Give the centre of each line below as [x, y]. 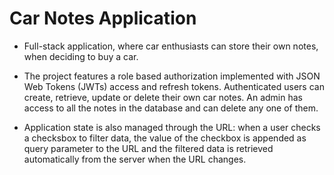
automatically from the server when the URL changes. [135, 159]
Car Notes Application [103, 18]
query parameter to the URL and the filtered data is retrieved [148, 148]
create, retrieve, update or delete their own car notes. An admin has [163, 97]
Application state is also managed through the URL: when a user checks [172, 127]
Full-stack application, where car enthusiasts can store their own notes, [171, 46]
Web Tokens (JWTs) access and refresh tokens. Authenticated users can [174, 86]
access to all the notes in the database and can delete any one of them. [171, 108]
